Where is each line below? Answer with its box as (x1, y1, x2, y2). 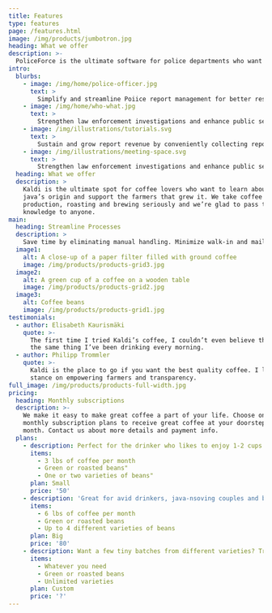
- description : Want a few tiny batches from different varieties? (23, 547, 255, 555)
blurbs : (15, 72, 42, 80)
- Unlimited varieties (37, 577, 114, 585)
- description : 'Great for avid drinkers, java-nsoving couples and (23, 494, 259, 503)
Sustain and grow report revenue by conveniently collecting (37, 139, 249, 148)
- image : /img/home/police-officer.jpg (23, 79, 158, 88)
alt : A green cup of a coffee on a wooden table (23, 276, 190, 284)
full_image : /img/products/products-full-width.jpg (8, 381, 186, 389)
